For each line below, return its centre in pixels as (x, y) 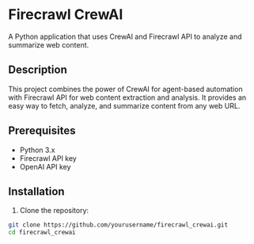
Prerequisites (42, 131)
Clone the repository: (54, 211)
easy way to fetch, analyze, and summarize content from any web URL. (124, 105)
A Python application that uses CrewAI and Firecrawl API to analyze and (125, 36)
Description (38, 70)
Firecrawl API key (48, 158)
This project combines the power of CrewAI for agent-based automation (125, 89)
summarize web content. (49, 44)
